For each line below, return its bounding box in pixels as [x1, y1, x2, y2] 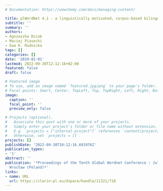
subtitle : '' [5, 20, 32, 25]
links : [5, 169, 18, 174]
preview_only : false [9, 106, 51, 111]
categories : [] [5, 52, 36, 57]
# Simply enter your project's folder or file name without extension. [5, 124, 158, 129]
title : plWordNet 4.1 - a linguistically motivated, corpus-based [5, 16, 142, 21]
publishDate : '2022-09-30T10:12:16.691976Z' [5, 142, 97, 147]
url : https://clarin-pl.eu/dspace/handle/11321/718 [9, 178, 116, 183]
